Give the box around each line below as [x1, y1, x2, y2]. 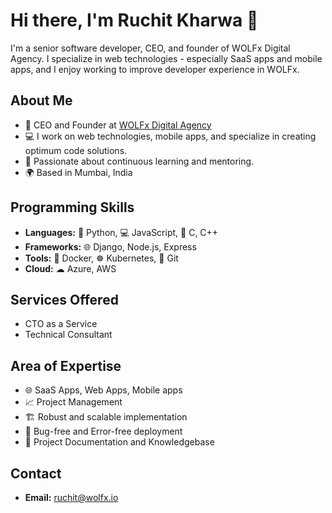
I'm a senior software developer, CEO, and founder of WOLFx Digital [10, 42, 291, 54]
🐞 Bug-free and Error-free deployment [24, 425, 183, 438]
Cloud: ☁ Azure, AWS [24, 262, 117, 274]
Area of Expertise [10, 357, 122, 374]
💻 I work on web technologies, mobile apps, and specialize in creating [24, 130, 317, 142]
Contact [10, 465, 62, 482]
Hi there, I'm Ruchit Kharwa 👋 [10, 9, 259, 32]
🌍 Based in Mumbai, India [24, 166, 133, 178]
